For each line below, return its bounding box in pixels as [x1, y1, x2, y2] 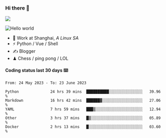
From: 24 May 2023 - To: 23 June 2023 [5, 80, 87, 85]
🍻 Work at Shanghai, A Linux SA [12, 35, 79, 41]
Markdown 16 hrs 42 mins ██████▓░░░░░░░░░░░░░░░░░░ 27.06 [5, 98, 161, 103]
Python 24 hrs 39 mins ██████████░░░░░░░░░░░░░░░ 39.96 [5, 89, 161, 94]
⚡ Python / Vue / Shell [12, 41, 58, 47]
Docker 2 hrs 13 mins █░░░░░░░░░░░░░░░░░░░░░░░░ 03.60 [5, 124, 161, 129]
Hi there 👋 [5, 5, 30, 12]
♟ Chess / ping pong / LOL [12, 55, 69, 62]
